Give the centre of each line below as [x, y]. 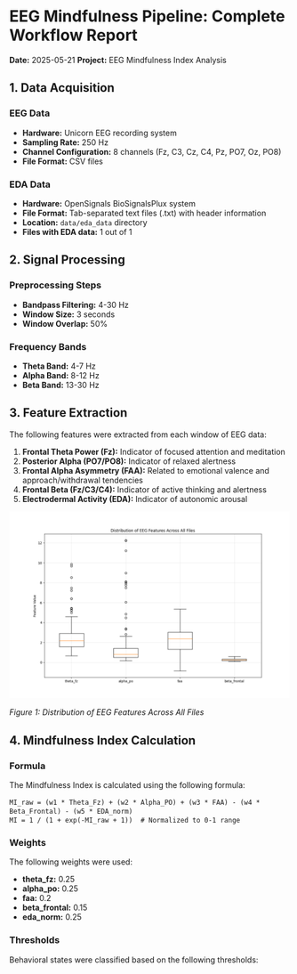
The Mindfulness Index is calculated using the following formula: [128, 785]
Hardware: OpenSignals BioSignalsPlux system [108, 203]
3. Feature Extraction [68, 413]
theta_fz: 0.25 [48, 880]
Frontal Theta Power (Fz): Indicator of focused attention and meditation [154, 451]
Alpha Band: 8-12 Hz [60, 375]
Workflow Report [73, 35]
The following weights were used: [71, 862]
